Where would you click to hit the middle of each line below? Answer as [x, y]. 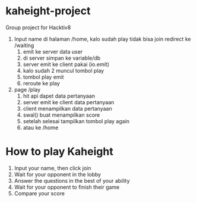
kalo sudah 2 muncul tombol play [63, 70]
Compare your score [39, 193]
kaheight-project [48, 11]
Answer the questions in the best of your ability [72, 180]
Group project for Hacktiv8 [38, 27]
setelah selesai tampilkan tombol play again [76, 121]
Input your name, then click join [53, 168]
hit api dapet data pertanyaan [59, 96]
